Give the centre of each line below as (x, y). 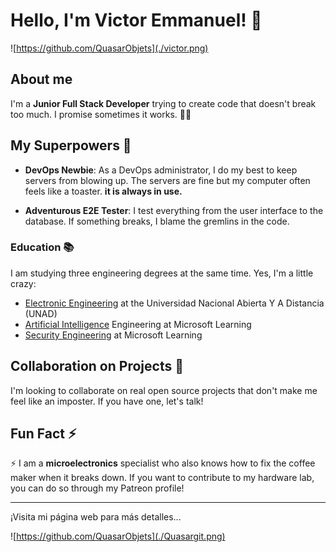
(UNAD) (41, 313)
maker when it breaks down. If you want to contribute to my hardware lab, (162, 478)
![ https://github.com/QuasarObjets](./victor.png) (109, 48)
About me (41, 79)
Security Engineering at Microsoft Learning (113, 335)
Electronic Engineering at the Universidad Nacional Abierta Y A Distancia (174, 303)
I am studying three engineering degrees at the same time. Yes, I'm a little (162, 273)
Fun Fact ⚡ (43, 434)
